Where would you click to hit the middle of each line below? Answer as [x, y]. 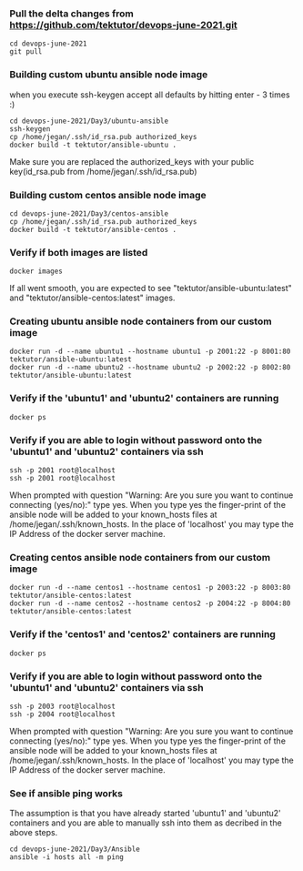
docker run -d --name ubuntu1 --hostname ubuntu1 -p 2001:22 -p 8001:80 [150, 352]
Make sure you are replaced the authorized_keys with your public [132, 161]
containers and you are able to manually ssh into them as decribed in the [146, 823]
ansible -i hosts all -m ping [67, 857]
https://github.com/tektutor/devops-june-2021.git [124, 25]
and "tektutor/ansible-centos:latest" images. [92, 298]
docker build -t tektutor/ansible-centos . [93, 229]
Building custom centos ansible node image [108, 195]
